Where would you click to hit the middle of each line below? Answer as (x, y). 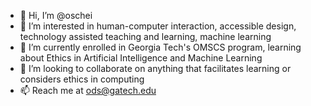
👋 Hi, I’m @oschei (56, 15)
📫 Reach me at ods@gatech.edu (88, 90)
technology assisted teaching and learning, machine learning (145, 36)
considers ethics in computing (82, 79)
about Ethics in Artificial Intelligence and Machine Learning (141, 58)
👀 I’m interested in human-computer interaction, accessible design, (158, 26)
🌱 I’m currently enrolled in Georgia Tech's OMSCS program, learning (160, 47)
